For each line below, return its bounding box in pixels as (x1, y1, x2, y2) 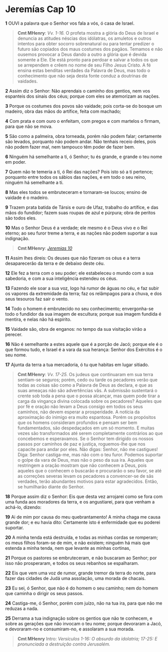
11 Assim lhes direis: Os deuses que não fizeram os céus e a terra (5, 255, 140, 261)
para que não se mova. (5, 123, 53, 129)
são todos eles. (5, 215, 37, 221)
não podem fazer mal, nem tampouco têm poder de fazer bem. (5, 143, 135, 150)
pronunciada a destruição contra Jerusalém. (17, 641, 111, 647)
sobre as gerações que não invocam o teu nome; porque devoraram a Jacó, (5, 620, 162, 626)
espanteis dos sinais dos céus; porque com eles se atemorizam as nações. (5, 93, 160, 99)
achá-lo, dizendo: (5, 504, 42, 510)
